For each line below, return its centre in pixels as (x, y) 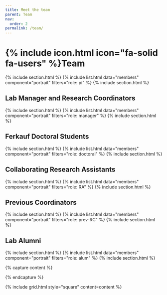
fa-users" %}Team (45, 64)
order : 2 (19, 24)
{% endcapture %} (24, 278)
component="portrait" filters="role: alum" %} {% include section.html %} (80, 258)
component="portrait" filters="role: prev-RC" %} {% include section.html (80, 220)
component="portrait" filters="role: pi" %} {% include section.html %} (77, 83)
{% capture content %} (29, 268)
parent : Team (19, 14)
